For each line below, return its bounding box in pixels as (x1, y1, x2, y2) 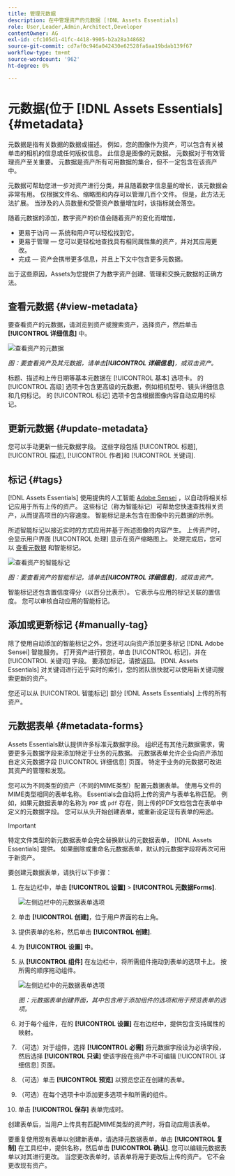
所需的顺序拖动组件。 (17, 966, 79, 975)
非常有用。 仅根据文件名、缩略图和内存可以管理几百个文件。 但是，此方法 (8, 190, 219, 198)
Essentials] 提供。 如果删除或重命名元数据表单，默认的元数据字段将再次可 (8, 844, 220, 853)
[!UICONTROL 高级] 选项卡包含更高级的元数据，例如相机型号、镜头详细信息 (8, 383, 225, 391)
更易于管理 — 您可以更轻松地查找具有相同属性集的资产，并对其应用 (17, 237, 211, 246)
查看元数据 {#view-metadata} (8, 300, 139, 312)
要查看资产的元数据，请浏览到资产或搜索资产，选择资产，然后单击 (8, 320, 197, 329)
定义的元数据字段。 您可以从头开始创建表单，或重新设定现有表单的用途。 (8, 807, 218, 816)
